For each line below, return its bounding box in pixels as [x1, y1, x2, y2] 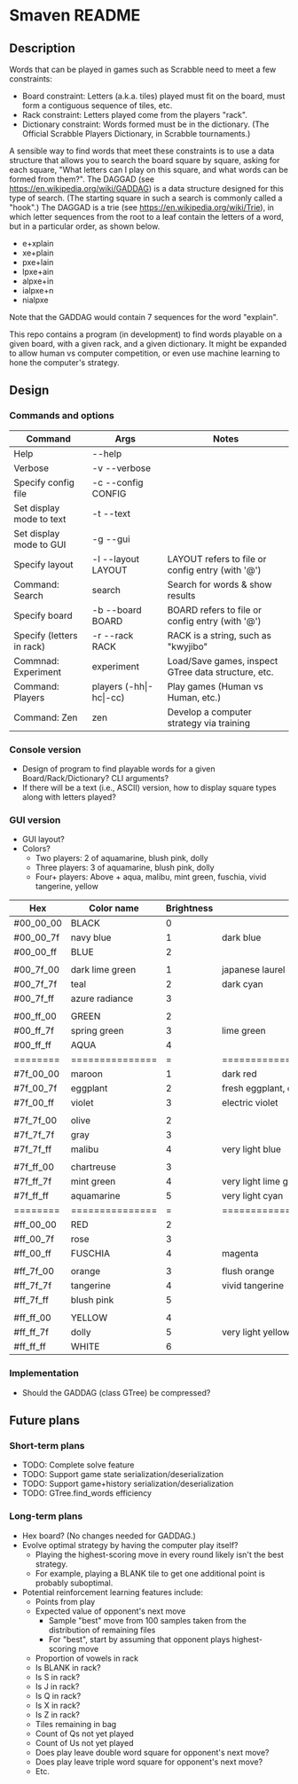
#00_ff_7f [13, 1025, 55, 1037]
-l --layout [91, 552, 140, 565]
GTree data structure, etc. [167, 666, 274, 678]
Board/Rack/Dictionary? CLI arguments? [21, 772, 169, 783]
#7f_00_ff [13, 1097, 55, 1109]
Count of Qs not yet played [35, 1728, 135, 1739]
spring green [70, 1025, 124, 1037]
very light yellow [221, 1326, 290, 1339]
